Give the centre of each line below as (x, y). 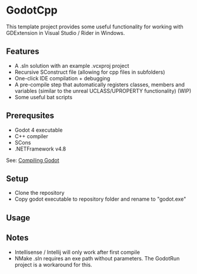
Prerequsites (30, 116)
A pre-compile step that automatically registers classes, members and (100, 84)
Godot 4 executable (39, 130)
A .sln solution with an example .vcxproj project (72, 66)
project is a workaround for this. (53, 265)
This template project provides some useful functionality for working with (95, 27)
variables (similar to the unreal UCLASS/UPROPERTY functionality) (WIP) (103, 91)
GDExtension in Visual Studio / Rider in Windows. (66, 32)
